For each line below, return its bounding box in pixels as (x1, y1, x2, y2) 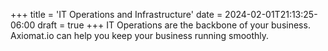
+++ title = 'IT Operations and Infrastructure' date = (10, 9, 223, 20)
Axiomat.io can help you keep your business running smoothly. (10, 30, 270, 41)
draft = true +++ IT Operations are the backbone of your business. (37, 19, 311, 31)
